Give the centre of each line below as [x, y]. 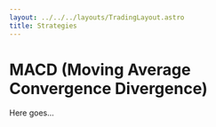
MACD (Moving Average [100, 70]
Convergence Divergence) [108, 88]
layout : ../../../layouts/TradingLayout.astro [97, 17]
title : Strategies [43, 26]
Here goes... [32, 113]
